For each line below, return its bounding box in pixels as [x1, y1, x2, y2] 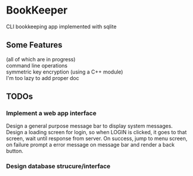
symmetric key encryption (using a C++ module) [6, 68, 123, 75]
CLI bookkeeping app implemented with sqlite [6, 23, 117, 30]
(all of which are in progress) [6, 55, 76, 62]
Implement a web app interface [6, 109, 97, 118]
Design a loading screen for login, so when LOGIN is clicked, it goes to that [6, 129, 187, 136]
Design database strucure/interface [6, 162, 111, 171]
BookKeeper [6, 4, 68, 17]
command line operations [6, 62, 68, 69]
